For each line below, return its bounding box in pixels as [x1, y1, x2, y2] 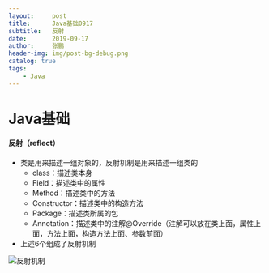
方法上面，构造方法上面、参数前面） [46, 228, 168, 239]
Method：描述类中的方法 [32, 188, 116, 198]
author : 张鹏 [8, 42, 65, 50]
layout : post [8, 11, 67, 20]
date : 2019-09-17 [8, 34, 89, 43]
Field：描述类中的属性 [32, 178, 106, 188]
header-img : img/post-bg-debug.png [8, 49, 129, 58]
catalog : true [8, 58, 57, 66]
